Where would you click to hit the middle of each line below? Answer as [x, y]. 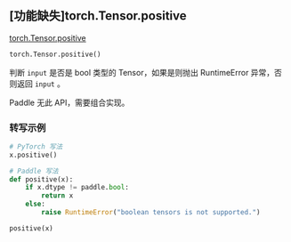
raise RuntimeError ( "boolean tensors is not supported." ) [151, 213]
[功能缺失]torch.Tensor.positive [98, 16]
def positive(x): [41, 179]
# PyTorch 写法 [36, 146]
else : [36, 204]
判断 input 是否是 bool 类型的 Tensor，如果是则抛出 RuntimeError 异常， [142, 72]
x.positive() [33, 155]
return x [57, 196]
